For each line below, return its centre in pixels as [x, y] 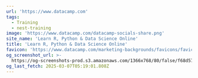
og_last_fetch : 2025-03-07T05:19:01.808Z [58, 66]
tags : [13, 17]
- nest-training [31, 28]
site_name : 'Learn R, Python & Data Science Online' [72, 39]
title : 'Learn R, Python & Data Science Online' [67, 45]
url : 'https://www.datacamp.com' [47, 11]
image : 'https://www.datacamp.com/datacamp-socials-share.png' [85, 33]
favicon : [17, 50]
